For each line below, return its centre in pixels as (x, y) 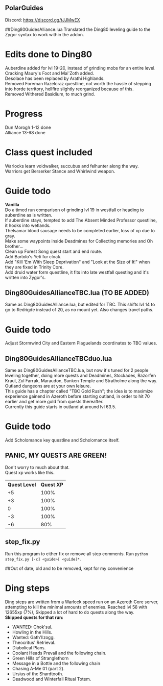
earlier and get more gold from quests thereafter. (54, 402)
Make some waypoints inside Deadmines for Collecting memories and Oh (79, 241)
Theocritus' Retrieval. (34, 642)
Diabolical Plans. (29, 648)
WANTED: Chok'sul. (32, 627)
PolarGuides (24, 8)
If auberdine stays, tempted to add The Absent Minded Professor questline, (81, 220)
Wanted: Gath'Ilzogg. (33, 637)
